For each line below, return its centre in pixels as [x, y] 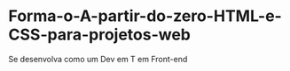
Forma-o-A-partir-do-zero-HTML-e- [145, 16]
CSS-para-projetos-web [100, 35]
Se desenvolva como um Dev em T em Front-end [98, 59]
